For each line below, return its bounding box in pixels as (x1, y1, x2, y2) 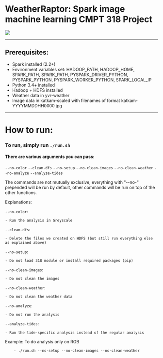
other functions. (5, 190, 37, 196)
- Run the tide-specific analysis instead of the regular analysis (5, 330, 145, 335)
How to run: (5, 124, 53, 135)
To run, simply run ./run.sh (5, 141, 70, 148)
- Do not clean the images (5, 277, 60, 281)
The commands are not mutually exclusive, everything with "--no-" (5, 179, 139, 185)
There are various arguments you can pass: (5, 154, 95, 159)
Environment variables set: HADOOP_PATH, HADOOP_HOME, (12, 66, 135, 72)
